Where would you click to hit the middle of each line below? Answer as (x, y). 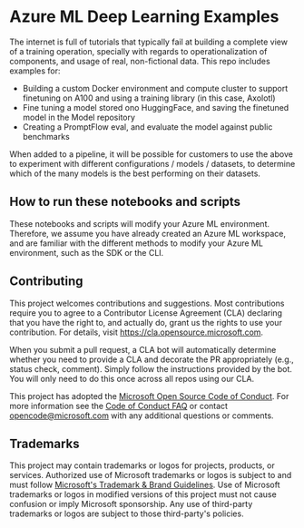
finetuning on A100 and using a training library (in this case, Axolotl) (149, 98)
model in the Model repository (79, 117)
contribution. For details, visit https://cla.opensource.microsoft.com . (137, 332)
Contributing (46, 282)
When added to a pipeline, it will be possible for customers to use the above (151, 154)
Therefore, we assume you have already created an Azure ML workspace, (147, 233)
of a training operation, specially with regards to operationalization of (138, 51)
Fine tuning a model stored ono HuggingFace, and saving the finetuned (156, 107)
